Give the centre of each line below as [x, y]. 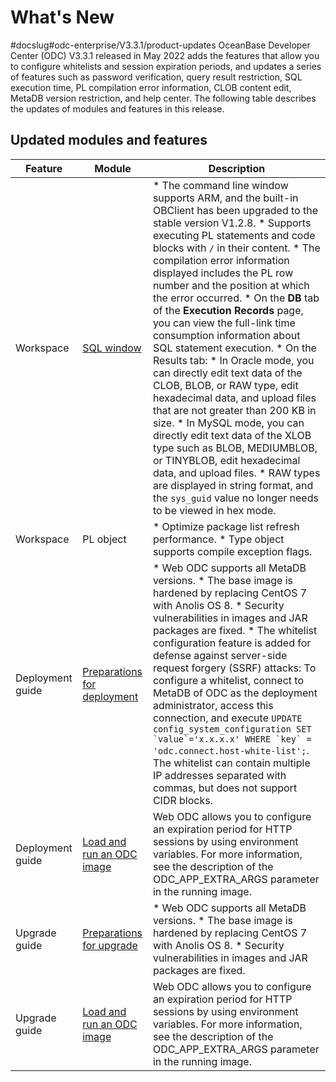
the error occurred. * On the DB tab [236, 298]
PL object [104, 539]
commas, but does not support [225, 788]
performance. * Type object [218, 539]
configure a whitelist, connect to [228, 680]
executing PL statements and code [234, 235]
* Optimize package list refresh [226, 526]
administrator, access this [213, 705]
